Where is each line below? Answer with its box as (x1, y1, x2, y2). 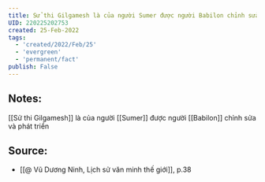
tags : (8, 33, 26, 42)
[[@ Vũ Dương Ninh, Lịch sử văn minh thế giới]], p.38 (19, 165, 192, 174)
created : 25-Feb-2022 (8, 26, 80, 34)
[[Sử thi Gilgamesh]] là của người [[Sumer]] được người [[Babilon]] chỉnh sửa (8, 113, 256, 122)
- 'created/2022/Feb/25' (15, 41, 97, 49)
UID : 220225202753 (8, 19, 69, 27)
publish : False (8, 63, 58, 71)
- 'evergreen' (15, 48, 62, 56)
